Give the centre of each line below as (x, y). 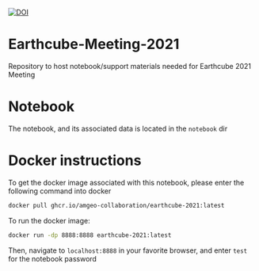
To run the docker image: (49, 220)
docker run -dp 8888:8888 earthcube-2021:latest (90, 235)
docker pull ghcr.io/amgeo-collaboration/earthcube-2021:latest (116, 205)
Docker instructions (75, 160)
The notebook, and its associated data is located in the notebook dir (118, 128)
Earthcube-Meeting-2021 (94, 44)
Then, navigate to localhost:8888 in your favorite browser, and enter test (128, 250)
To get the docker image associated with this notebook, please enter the (126, 182)
